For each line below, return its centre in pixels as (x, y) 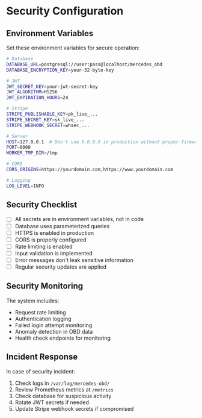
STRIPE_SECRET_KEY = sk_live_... (45, 120)
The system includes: (33, 301)
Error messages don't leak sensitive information (74, 260)
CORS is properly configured (50, 240)
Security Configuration (65, 11)
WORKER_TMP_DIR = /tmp (32, 153)
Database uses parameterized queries (62, 226)
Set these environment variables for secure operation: (73, 48)
